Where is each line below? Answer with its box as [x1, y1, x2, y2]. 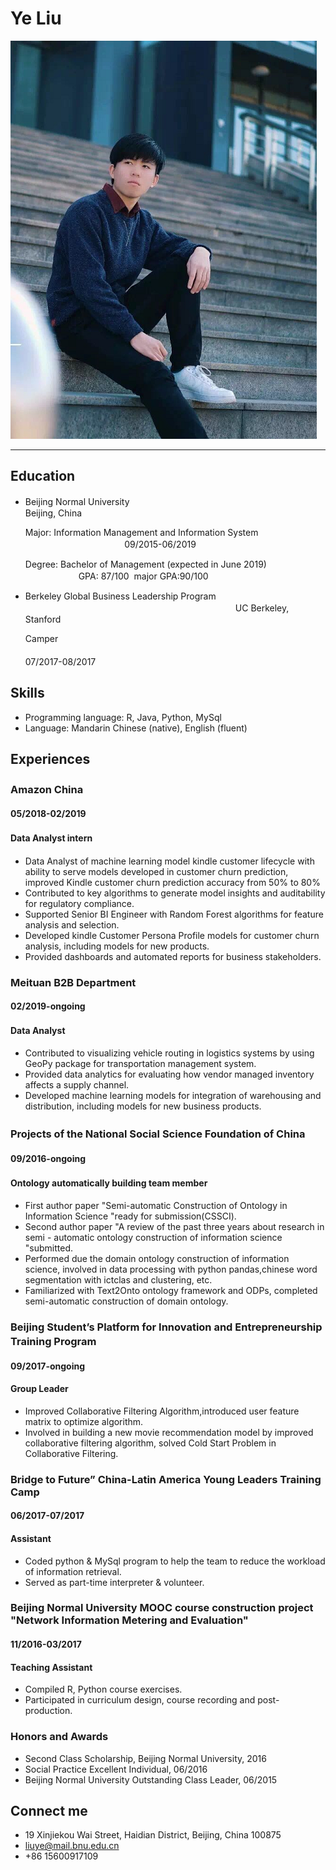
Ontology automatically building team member [10, 1177, 208, 1189]
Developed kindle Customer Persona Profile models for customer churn [24, 929, 320, 941]
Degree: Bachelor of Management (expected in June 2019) [24, 558, 267, 570]
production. [24, 1705, 73, 1717]
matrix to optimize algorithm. [24, 1415, 144, 1427]
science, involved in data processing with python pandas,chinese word [24, 1263, 318, 1276]
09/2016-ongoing [10, 1152, 86, 1164]
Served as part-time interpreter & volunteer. [24, 1576, 205, 1588]
